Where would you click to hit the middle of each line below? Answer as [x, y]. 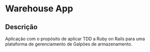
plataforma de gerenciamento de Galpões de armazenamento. [69, 44]
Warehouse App [39, 9]
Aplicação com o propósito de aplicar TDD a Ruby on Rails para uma [75, 39]
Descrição [21, 27]
